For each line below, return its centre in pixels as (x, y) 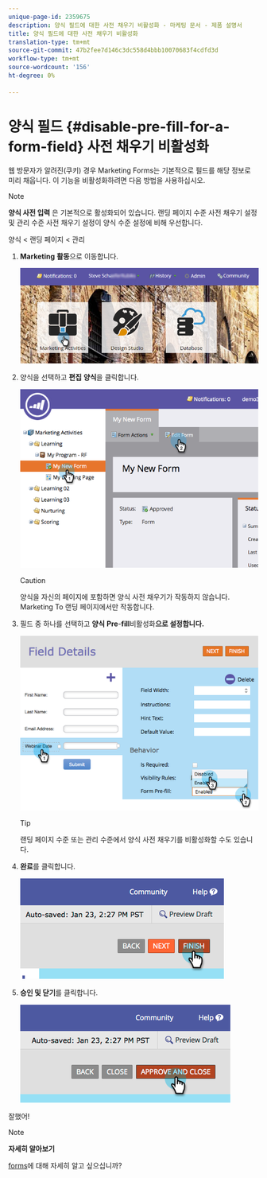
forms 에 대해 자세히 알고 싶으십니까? (65, 1165)
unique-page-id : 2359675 (49, 17)
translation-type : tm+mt (49, 42)
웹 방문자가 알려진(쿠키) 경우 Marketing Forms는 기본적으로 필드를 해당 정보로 (130, 170)
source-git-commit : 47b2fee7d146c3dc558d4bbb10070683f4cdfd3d (113, 51)
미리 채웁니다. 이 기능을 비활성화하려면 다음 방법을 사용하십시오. (107, 180)
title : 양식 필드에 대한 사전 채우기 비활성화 (73, 33)
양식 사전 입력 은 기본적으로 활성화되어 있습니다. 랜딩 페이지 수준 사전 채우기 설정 (133, 212)
